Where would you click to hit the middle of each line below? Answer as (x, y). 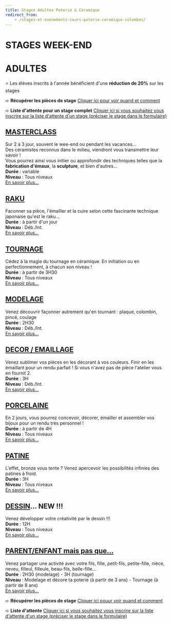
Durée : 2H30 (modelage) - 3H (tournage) (50, 574)
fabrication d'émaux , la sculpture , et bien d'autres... (61, 166)
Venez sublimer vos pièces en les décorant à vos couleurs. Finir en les (80, 362)
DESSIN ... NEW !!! (34, 506)
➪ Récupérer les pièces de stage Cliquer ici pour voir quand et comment (83, 100)
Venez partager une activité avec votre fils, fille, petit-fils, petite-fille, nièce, (85, 563)
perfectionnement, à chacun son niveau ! (49, 267)
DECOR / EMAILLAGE (40, 350)
